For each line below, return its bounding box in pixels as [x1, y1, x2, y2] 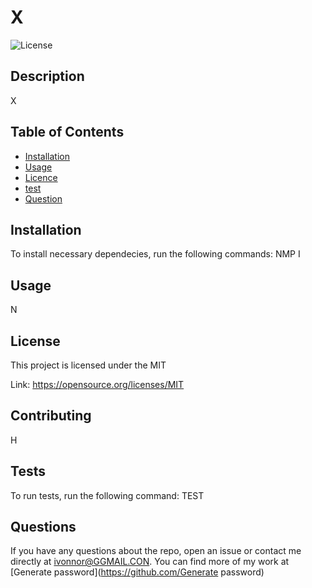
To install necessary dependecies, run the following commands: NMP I [10, 248, 301, 260]
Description [10, 68, 85, 85]
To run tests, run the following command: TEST [10, 489, 205, 501]
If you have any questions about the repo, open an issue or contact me [10, 545, 302, 557]
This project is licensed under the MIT [10, 359, 167, 371]
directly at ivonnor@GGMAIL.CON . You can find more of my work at [10, 556, 290, 568]
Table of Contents [10, 124, 125, 141]
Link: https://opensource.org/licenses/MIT [10, 379, 185, 390]
